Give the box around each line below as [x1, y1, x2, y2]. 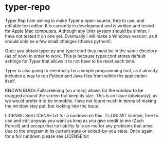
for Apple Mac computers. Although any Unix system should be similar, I [5, 28, 150, 34]
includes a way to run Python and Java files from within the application [5, 73, 147, 79]
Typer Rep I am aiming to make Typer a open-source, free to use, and [5, 18, 145, 23]
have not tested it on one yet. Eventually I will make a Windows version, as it [5, 33, 158, 39]
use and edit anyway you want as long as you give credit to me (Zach [5, 118, 144, 123]
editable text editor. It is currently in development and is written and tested [5, 22, 154, 28]
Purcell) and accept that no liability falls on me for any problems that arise [5, 123, 153, 128]
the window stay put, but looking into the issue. [5, 103, 100, 109]
